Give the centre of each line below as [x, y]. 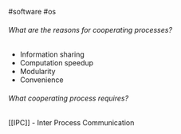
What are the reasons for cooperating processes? [90, 30]
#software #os [32, 12]
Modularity [37, 72]
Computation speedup [57, 63]
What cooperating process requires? [69, 98]
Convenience [41, 80]
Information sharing [52, 54]
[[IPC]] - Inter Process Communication [71, 123]
